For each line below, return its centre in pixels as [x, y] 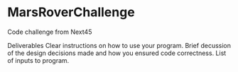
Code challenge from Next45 [50, 32]
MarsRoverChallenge [71, 12]
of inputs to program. [38, 60]
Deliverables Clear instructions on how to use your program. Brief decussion [119, 45]
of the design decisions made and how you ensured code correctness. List [117, 53]
